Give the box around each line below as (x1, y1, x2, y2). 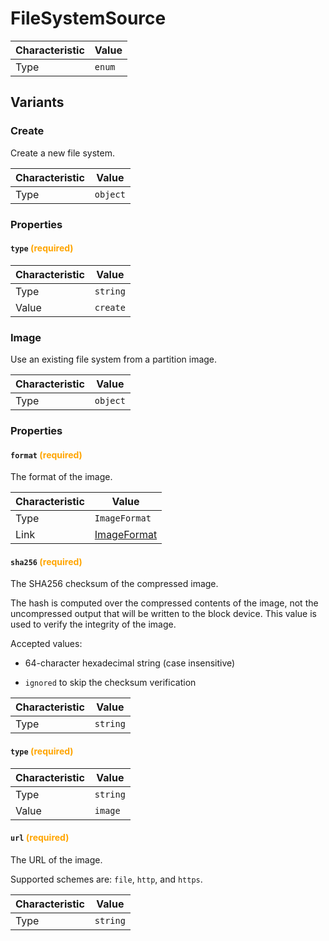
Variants (10, 94, 65, 111)
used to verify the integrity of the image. (10, 618, 177, 631)
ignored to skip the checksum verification (24, 677, 197, 689)
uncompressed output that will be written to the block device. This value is (10, 608, 317, 620)
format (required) (10, 448, 83, 461)
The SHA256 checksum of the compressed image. (10, 578, 219, 590)
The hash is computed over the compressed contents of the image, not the (10, 597, 319, 609)
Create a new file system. (10, 147, 115, 159)
